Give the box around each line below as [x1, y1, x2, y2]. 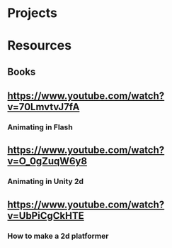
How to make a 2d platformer [7, 231, 109, 241]
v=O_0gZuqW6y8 [7, 155, 87, 168]
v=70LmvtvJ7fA [7, 101, 80, 113]
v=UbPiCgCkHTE [7, 210, 84, 222]
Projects [7, 5, 58, 21]
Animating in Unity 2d [7, 176, 84, 186]
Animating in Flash [7, 122, 73, 132]
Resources [7, 38, 72, 54]
